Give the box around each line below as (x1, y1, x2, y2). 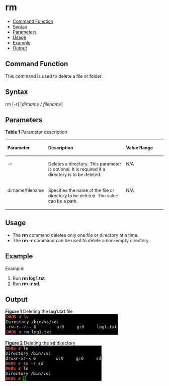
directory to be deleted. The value (48, 193, 118, 199)
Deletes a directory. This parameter (48, 161, 122, 167)
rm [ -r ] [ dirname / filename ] (5, 101, 63, 107)
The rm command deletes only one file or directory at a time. (12, 232, 139, 238)
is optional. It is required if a (48, 166, 106, 173)
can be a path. (48, 198, 78, 204)
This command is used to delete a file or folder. (5, 73, 103, 79)
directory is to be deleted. (48, 172, 102, 178)
